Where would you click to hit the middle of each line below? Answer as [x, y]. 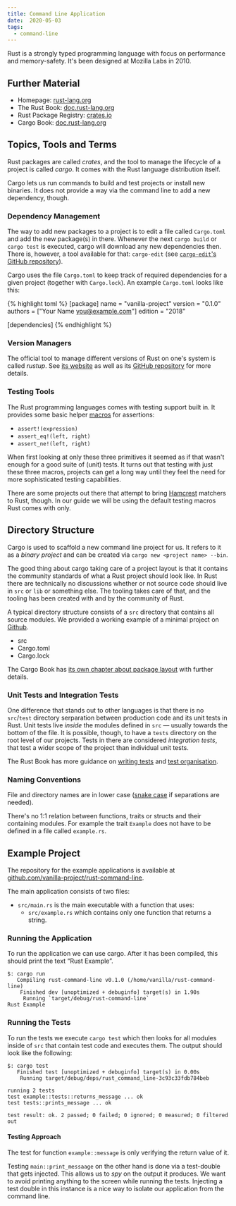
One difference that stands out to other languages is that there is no [106, 710]
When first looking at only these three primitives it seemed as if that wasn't [116, 457]
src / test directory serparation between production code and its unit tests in [117, 718]
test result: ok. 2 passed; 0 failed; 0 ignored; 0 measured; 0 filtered [118, 1115]
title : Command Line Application [56, 14]
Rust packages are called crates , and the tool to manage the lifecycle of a [114, 161]
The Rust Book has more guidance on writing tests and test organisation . [113, 761]
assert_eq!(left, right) [54, 436]
